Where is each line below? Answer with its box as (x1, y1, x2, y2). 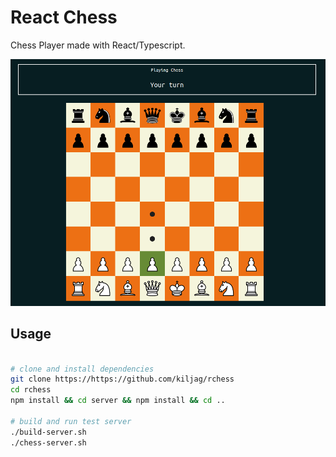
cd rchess (10, 385, 52, 395)
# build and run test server (10, 416, 132, 426)
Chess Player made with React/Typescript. (10, 39, 186, 51)
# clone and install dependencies (10, 364, 155, 374)
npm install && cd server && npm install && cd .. (10, 396, 226, 406)
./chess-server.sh (10, 437, 87, 448)
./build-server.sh (10, 427, 87, 437)
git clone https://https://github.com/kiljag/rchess (10, 374, 235, 385)
